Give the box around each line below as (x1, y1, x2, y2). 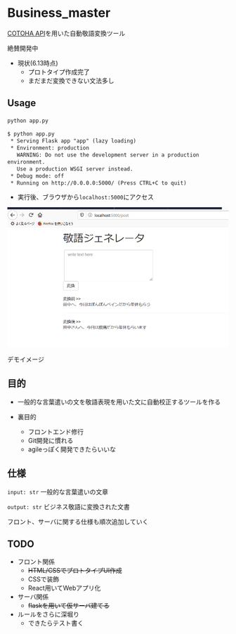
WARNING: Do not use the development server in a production (16, 151, 199, 159)
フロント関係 (17, 557, 55, 566)
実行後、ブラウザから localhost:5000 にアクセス (17, 192, 155, 201)
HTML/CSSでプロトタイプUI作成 (27, 567, 123, 575)
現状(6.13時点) (17, 58, 58, 67)
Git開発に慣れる (27, 436, 74, 444)
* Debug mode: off (10, 172, 65, 180)
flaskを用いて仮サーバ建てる (27, 602, 110, 610)
